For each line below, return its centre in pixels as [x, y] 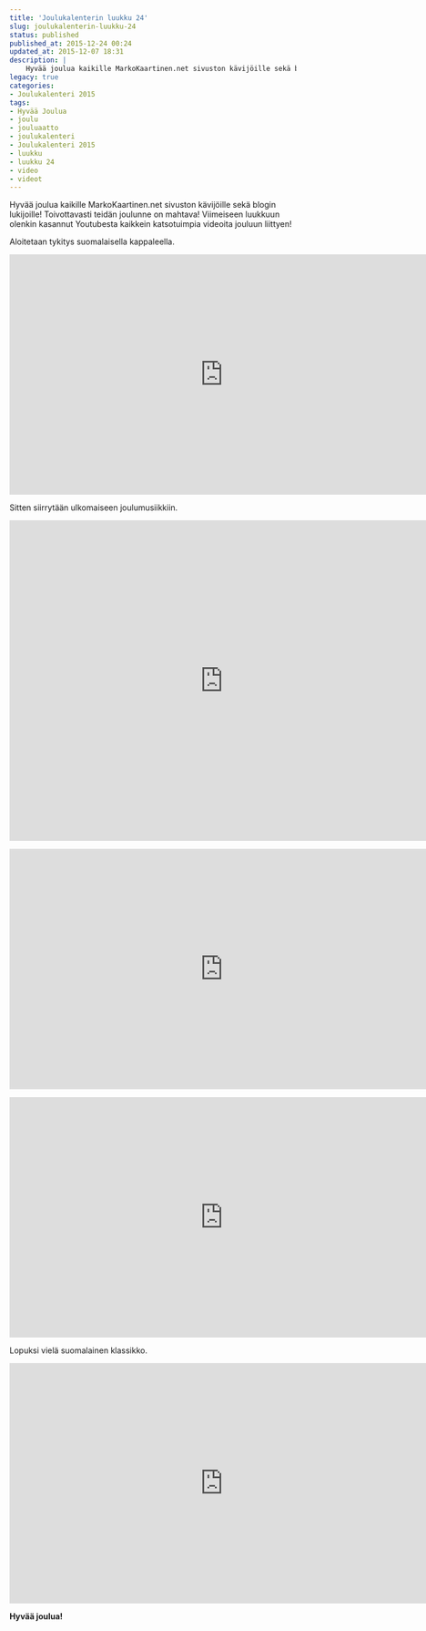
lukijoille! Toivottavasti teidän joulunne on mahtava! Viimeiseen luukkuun [145, 214]
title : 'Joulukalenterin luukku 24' [79, 18]
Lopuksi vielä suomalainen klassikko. [79, 1350]
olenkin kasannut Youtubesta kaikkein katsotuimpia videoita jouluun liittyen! [151, 224]
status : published [44, 35]
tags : [20, 103]
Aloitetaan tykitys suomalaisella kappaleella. [92, 241]
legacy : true [34, 77]
